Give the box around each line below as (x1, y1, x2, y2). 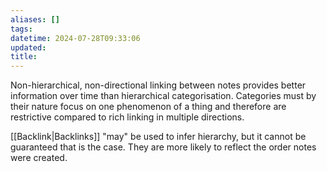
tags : (10, 24, 33, 34)
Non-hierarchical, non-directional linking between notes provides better (10, 79, 307, 91)
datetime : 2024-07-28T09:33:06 (10, 33, 141, 43)
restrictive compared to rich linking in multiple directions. (10, 111, 245, 123)
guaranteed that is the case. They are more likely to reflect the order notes (10, 141, 317, 153)
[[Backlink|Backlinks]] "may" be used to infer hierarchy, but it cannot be (10, 131, 307, 143)
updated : (10, 42, 47, 53)
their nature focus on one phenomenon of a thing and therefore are (10, 101, 287, 113)
